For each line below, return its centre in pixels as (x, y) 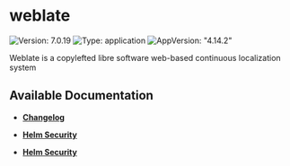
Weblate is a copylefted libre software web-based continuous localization (145, 57)
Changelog (44, 117)
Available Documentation (82, 96)
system (23, 67)
